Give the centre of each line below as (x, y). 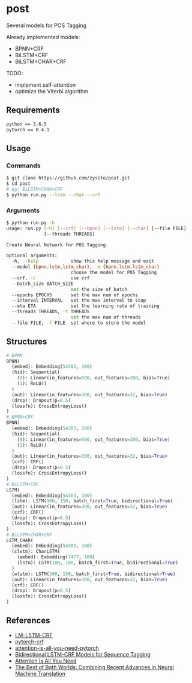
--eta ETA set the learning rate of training (86, 306)
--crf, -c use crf (51, 278)
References (28, 621)
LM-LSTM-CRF (34, 635)
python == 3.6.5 (26, 124)
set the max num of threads (106, 317)
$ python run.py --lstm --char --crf (53, 195)
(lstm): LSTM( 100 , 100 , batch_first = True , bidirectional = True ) (98, 563)
